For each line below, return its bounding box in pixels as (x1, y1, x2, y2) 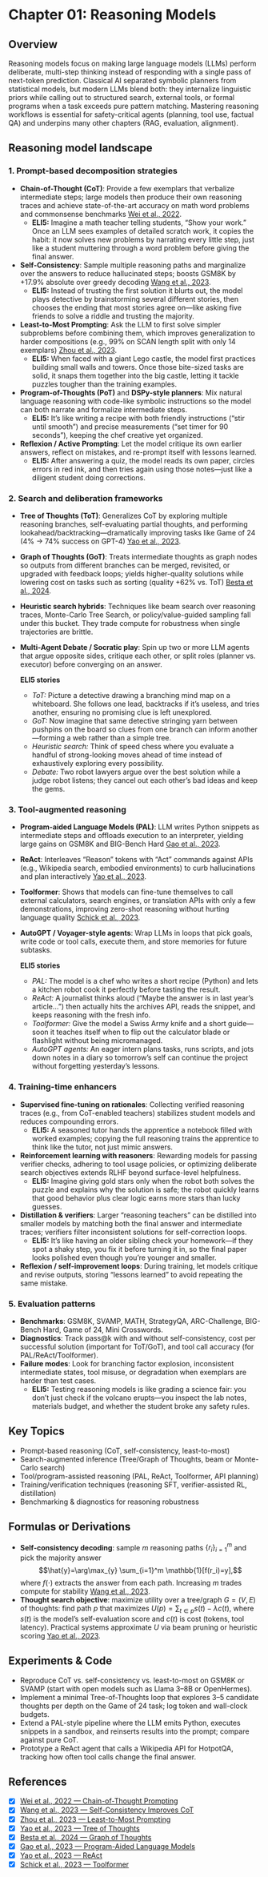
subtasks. (19, 945, 53, 955)
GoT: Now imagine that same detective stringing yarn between (31, 716, 238, 725)
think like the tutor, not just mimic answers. (31, 1142, 174, 1152)
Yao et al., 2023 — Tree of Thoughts (19, 1823, 140, 1833)
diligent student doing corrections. (31, 472, 146, 482)
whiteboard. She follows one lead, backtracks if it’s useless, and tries (31, 699, 260, 708)
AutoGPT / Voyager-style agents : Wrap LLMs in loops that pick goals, (19, 928, 253, 938)
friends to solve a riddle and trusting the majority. (31, 311, 194, 321)
